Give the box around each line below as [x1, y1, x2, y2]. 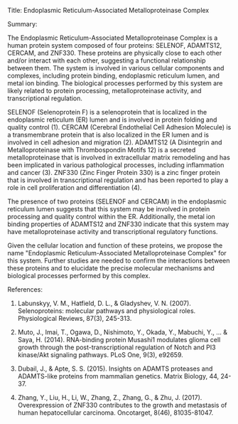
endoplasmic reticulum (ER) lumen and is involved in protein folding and [7, 115, 217, 124]
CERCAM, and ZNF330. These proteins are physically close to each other [7, 49, 222, 57]
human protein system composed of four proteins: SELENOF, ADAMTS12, [7, 41, 222, 49]
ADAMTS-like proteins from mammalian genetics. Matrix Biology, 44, [17, 372, 220, 380]
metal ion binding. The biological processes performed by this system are [7, 79, 223, 88]
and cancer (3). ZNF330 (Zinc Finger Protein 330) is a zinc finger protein [7, 169, 220, 176]
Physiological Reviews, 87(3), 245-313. [17, 314, 132, 322]
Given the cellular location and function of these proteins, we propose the [7, 241, 223, 250]
